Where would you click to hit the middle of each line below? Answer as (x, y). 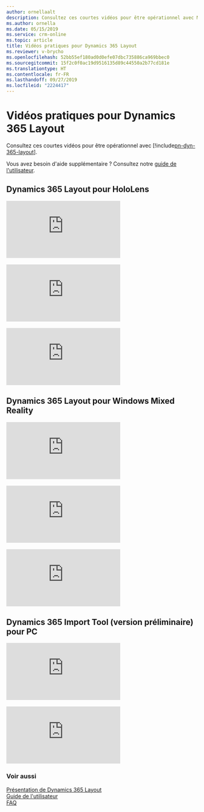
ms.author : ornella (31, 23)
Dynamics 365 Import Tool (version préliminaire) (100, 622)
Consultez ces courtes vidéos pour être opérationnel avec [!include (90, 145)
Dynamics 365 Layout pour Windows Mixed (90, 401)
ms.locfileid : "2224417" (38, 86)
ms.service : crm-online (36, 35)
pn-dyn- (185, 145)
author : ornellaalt (31, 12)
